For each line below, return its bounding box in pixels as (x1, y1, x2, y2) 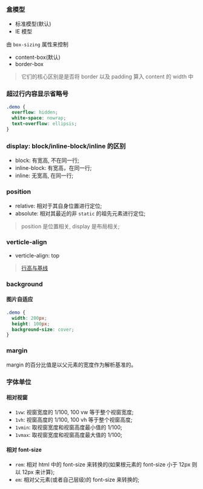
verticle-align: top (15, 252, 59, 259)
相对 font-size (6, 446, 42, 453)
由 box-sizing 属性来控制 (6, 41, 68, 48)
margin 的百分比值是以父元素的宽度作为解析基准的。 (6, 361, 137, 368)
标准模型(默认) (15, 20, 52, 28)
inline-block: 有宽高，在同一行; (15, 164, 92, 172)
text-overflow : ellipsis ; (12, 121, 78, 127)
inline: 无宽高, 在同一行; (15, 172, 74, 180)
